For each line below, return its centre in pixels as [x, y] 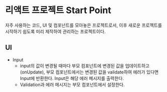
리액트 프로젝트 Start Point [58, 10]
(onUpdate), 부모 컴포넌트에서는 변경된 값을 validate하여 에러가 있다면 [89, 72]
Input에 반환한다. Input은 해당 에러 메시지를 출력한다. [72, 78]
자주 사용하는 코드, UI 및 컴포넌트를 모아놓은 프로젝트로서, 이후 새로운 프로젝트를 [83, 25]
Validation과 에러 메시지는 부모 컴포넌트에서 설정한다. [72, 84]
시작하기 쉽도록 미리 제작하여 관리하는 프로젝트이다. [55, 31]
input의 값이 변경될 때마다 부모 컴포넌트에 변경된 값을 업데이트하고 [85, 65]
